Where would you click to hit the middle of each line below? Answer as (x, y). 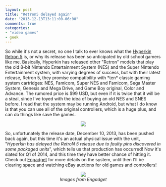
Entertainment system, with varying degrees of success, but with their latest (83, 72)
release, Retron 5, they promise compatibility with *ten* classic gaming (78, 78)
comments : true (21, 23)
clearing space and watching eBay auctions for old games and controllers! (81, 165)
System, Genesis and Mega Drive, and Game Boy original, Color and (75, 88)
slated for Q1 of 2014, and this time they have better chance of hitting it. (78, 154)
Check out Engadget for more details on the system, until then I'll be (75, 159)
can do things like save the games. (40, 114)
